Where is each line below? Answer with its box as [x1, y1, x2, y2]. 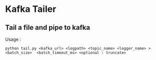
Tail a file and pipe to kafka [5, 23, 90, 32]
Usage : [5, 36, 21, 42]
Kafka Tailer [5, 3, 56, 15]
